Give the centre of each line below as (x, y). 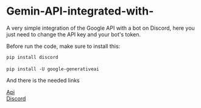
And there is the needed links (43, 80)
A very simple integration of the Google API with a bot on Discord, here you (100, 28)
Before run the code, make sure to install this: (63, 46)
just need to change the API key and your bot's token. (74, 34)
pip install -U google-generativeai (53, 69)
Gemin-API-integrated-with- (80, 11)
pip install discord (33, 57)
